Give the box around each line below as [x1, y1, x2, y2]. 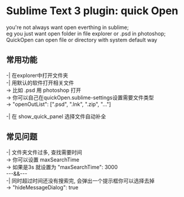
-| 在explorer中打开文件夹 [6, 72, 69, 79]
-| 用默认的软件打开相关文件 [6, 79, 75, 86]
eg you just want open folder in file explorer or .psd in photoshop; [6, 30, 166, 37]
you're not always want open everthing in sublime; [6, 24, 129, 31]
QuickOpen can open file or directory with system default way [6, 36, 158, 43]
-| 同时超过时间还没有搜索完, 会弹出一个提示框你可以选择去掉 [6, 177, 155, 184]
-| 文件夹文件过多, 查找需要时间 [6, 148, 83, 156]
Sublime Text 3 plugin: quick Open [6, 4, 179, 18]
